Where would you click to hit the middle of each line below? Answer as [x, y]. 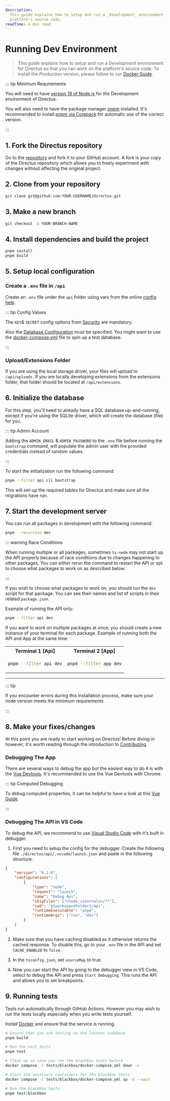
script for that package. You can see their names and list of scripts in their [82, 593]
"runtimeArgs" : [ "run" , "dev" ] [65, 915]
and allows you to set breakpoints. [48, 980]
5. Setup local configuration [50, 272]
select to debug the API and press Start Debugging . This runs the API [84, 975]
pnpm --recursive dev [28, 533]
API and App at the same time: [37, 638]
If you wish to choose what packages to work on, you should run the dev [80, 588]
